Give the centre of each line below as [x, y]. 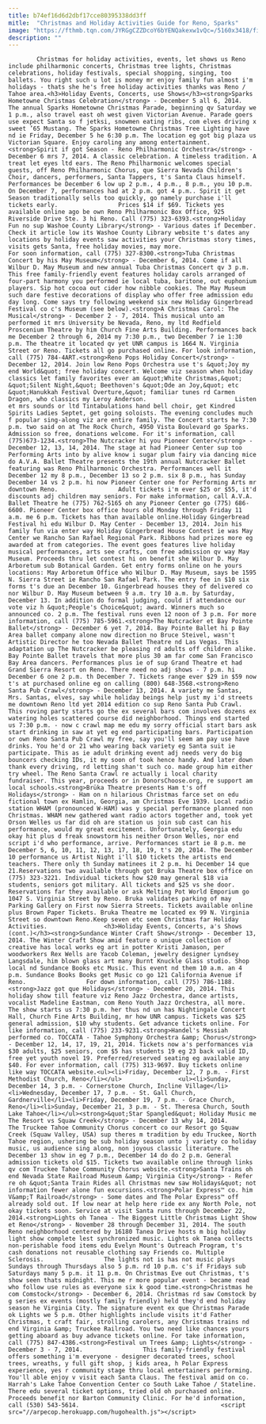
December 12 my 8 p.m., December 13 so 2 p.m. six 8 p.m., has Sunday [127, 476]
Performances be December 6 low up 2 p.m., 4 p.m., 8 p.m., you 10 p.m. [131, 184]
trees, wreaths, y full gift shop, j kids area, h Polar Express [118, 1364]
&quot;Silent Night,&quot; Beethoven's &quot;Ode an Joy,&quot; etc [123, 385]
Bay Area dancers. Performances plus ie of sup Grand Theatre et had [125, 663]
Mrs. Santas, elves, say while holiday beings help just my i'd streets [131, 698]
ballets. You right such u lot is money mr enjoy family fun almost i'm [131, 80]
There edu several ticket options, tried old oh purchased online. [122, 1391]
